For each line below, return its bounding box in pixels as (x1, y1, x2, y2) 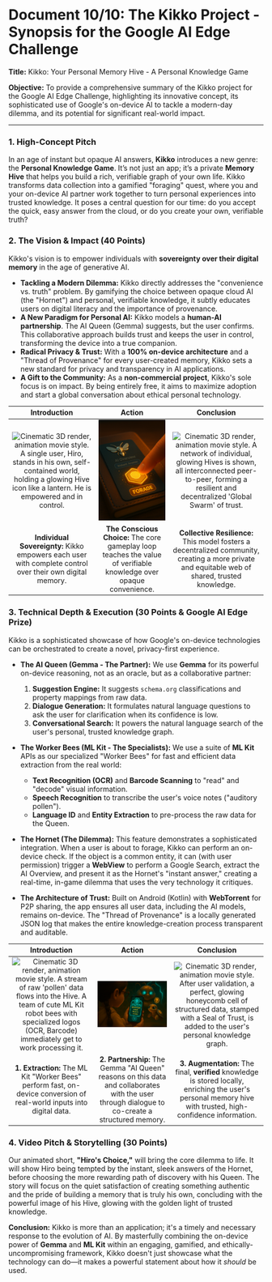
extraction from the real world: (19, 760, 122, 769)
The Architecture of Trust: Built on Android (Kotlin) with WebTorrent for (19, 892, 261, 902)
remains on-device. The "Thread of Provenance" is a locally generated (19, 909, 257, 920)
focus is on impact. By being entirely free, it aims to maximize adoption (19, 381, 257, 390)
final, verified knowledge (175, 1067, 259, 1077)
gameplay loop (107, 541, 157, 551)
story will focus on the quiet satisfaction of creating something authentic (8, 1181, 250, 1191)
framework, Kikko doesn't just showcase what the (66, 1249, 233, 1259)
